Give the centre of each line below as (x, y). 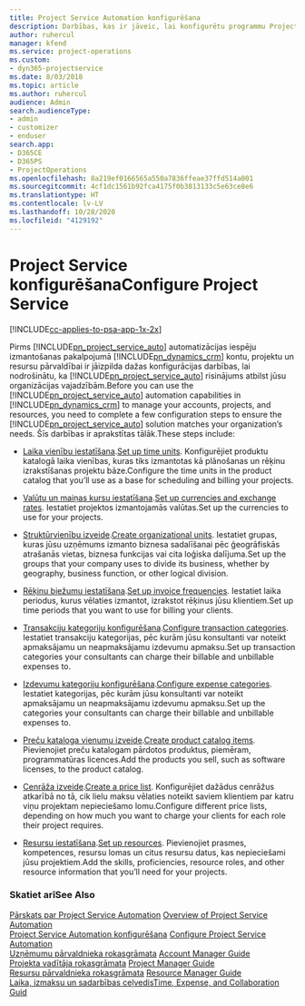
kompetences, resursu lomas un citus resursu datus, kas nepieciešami (154, 852)
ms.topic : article (44, 85)
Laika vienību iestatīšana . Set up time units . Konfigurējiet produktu (145, 451)
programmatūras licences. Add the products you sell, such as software (154, 759)
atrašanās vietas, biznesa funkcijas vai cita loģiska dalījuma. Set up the (154, 554)
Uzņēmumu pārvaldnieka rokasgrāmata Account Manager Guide (130, 953)
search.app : (32, 144)
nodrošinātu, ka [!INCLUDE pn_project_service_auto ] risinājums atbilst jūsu (148, 375)
